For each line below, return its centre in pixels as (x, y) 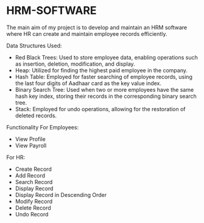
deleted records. (36, 115)
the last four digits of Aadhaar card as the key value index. (88, 83)
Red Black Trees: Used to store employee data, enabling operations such (106, 57)
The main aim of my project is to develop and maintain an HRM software (97, 27)
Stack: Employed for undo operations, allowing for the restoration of (100, 109)
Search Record (34, 182)
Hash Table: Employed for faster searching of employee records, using (104, 77)
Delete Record (33, 208)
